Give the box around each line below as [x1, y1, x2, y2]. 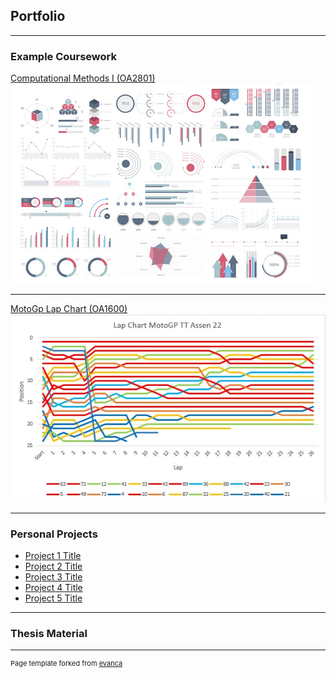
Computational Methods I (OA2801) [10, 72, 156, 84]
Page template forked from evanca [10, 659, 123, 669]
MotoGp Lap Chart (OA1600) [10, 303, 128, 315]
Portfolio [10, 8, 66, 25]
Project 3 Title [24, 570, 83, 583]
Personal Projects [10, 527, 98, 541]
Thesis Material [10, 626, 88, 640]
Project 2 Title [24, 560, 83, 572]
